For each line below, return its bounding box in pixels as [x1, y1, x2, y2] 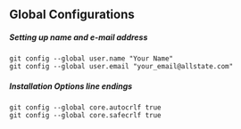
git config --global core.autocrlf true [9, 103, 162, 112]
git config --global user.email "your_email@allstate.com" [9, 62, 234, 71]
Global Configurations [9, 7, 136, 22]
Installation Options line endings [9, 80, 133, 92]
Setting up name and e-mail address [9, 31, 148, 43]
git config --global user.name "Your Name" [9, 54, 174, 63]
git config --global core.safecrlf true [9, 111, 162, 120]
